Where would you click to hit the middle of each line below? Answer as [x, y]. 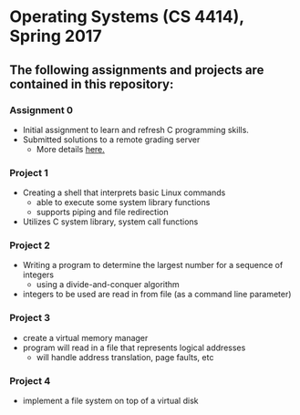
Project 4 [30, 380]
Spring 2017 [56, 36]
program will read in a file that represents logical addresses [134, 348]
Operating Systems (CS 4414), [127, 17]
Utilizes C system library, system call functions [110, 222]
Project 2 [30, 245]
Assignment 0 [41, 109]
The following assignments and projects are [137, 70]
